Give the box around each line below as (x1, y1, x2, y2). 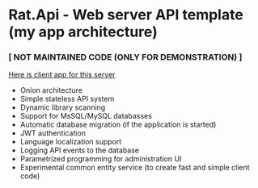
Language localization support (19, 137, 122, 147)
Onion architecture (19, 86, 82, 95)
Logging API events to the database (19, 145, 140, 155)
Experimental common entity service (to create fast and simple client (19, 163, 250, 173)
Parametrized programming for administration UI (19, 154, 182, 164)
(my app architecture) (8, 23, 158, 41)
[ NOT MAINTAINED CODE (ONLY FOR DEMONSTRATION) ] (8, 52, 243, 63)
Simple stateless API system (19, 94, 115, 104)
